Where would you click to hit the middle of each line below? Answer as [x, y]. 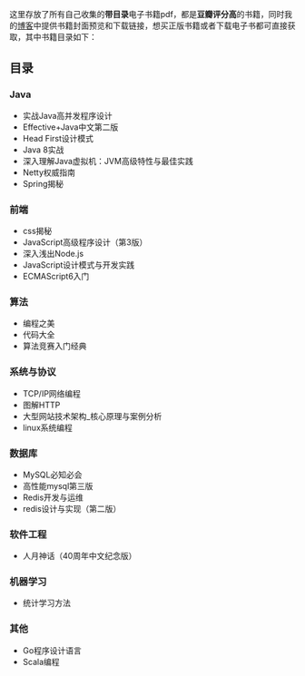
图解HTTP [41, 405]
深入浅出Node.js [53, 253]
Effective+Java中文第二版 [70, 127]
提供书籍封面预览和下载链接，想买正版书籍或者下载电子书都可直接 [164, 25]
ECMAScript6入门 [56, 276]
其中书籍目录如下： [61, 37]
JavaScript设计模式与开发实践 [79, 265]
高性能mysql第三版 [58, 485]
